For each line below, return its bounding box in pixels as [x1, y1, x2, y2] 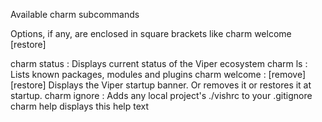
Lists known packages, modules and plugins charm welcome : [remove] [10, 69, 307, 80]
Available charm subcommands [10, 9, 140, 20]
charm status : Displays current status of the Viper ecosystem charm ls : [10, 58, 308, 69]
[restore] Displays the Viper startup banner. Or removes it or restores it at [10, 79, 312, 91]
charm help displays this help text [10, 100, 150, 112]
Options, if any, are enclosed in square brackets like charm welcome [10, 28, 292, 39]
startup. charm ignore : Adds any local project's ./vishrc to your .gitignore [10, 90, 313, 101]
